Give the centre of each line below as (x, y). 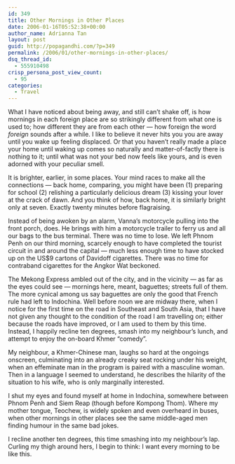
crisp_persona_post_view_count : (55, 72)
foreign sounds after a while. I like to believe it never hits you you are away (116, 135)
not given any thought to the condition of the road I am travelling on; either (115, 317)
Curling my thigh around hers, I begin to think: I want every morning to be (114, 446)
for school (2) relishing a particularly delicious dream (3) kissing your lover (116, 193)
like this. (20, 454)
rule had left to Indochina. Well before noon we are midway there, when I (113, 301)
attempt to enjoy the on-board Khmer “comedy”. (78, 339)
